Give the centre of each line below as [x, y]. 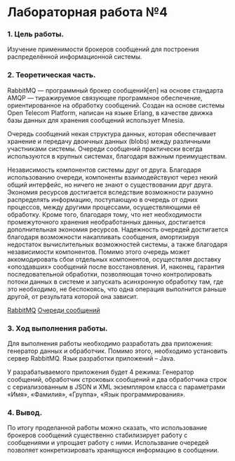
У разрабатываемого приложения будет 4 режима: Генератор [101, 372]
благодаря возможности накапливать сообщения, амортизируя [103, 236]
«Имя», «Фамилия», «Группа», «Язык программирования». [96, 394]
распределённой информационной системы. [75, 57]
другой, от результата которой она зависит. [73, 296]
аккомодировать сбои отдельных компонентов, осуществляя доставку [114, 259]
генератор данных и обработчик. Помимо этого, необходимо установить [117, 351]
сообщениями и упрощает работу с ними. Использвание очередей [108, 443]
